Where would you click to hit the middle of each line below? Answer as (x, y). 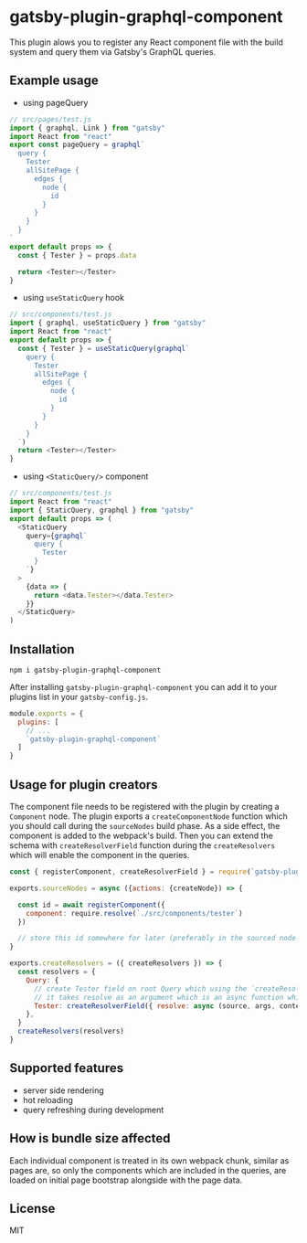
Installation (42, 649)
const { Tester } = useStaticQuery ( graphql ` (104, 348)
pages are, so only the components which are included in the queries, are (148, 1170)
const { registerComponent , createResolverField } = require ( (130, 872)
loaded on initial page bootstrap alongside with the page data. (126, 1180)
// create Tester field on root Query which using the (140, 989)
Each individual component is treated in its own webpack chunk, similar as (149, 1160)
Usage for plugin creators (84, 785)
